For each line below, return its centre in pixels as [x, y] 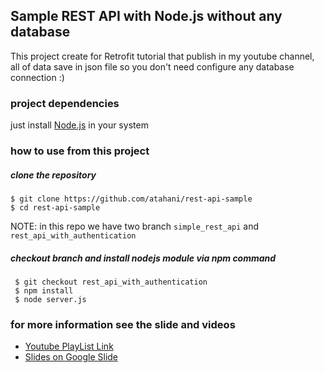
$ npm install [44, 290]
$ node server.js [50, 299]
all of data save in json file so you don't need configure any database [152, 66]
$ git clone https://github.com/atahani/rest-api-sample [131, 199]
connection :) [37, 77]
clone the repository [53, 175]
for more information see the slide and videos [123, 324]
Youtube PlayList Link [69, 346]
